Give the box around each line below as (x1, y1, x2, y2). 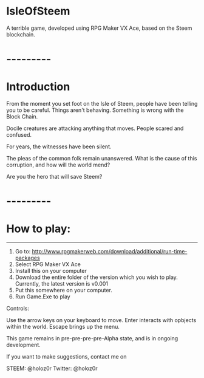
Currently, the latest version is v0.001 (15, 280, 108, 287)
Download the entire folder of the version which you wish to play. (15, 273, 178, 281)
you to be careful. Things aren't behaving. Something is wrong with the (6, 106, 184, 114)
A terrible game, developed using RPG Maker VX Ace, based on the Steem (6, 24, 192, 32)
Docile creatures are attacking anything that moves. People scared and (6, 125, 184, 132)
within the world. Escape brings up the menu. (6, 323, 120, 331)
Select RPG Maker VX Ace (15, 261, 81, 268)
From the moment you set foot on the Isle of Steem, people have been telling (6, 100, 198, 108)
